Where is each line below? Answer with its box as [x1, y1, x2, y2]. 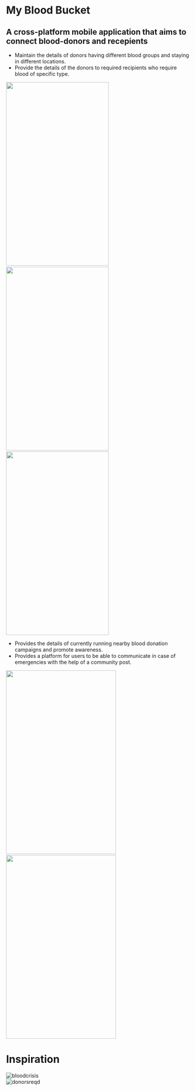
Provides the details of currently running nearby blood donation [14, 640, 168, 647]
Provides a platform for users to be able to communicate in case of [14, 653, 176, 659]
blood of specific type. [14, 71, 70, 77]
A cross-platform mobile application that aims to [6, 27, 187, 37]
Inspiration [6, 1053, 60, 1066]
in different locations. [14, 58, 66, 65]
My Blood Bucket [6, 4, 91, 17]
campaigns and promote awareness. [14, 646, 103, 653]
